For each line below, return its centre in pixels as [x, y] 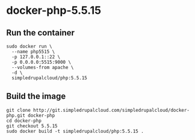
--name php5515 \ [33, 52]
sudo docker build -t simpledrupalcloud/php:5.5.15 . [75, 131]
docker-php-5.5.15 [54, 11]
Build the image [36, 96]
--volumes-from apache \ [43, 67]
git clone [19, 110]
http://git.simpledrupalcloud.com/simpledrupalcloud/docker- [111, 110]
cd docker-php [24, 121]
